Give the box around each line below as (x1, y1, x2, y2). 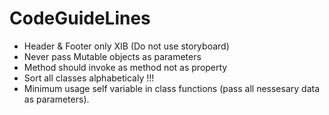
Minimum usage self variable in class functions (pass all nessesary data (23, 82, 320, 94)
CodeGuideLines (9, 7, 151, 30)
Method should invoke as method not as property (23, 61, 228, 73)
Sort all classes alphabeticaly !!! (23, 72, 155, 84)
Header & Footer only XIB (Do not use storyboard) (23, 40, 230, 52)
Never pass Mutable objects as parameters (23, 50, 202, 62)
